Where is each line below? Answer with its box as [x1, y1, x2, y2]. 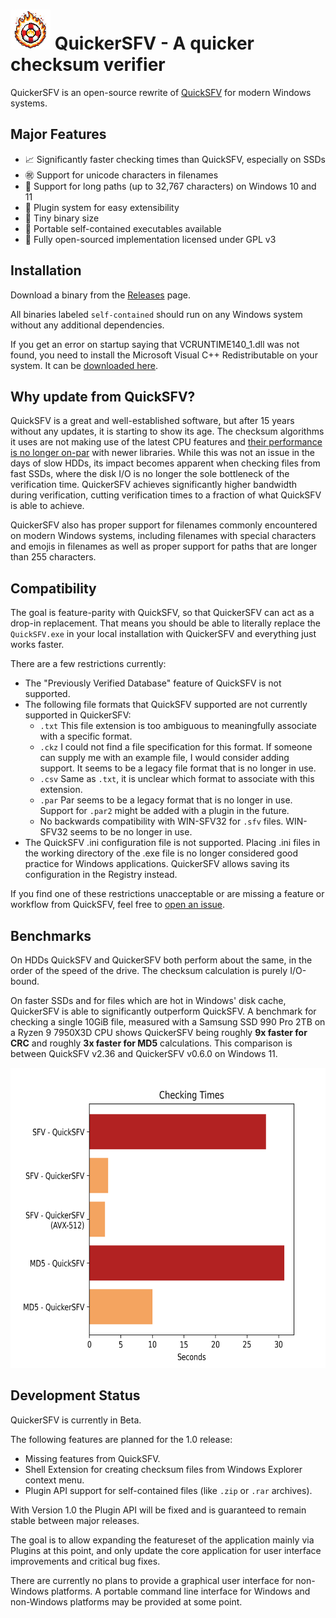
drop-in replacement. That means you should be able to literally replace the [10, 617, 321, 629]
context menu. [24, 1474, 85, 1486]
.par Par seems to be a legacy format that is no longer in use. [39, 794, 293, 806]
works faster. [10, 639, 65, 651]
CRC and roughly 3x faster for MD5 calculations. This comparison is [10, 1037, 293, 1049]
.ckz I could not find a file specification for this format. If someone [39, 741, 313, 753]
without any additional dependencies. [10, 319, 165, 331]
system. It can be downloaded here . [10, 359, 159, 371]
